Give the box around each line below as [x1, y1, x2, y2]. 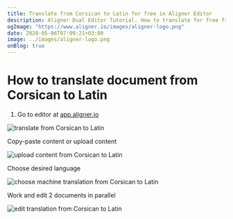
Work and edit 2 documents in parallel [7, 190, 116, 199]
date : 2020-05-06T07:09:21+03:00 [7, 29, 104, 37]
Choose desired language [7, 164, 81, 172]
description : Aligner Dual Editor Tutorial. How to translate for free [7, 17, 218, 24]
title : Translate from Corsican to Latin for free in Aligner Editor [7, 10, 213, 17]
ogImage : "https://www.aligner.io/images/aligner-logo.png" [7, 23, 185, 30]
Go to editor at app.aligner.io [17, 110, 99, 118]
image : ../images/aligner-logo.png [7, 36, 110, 43]
